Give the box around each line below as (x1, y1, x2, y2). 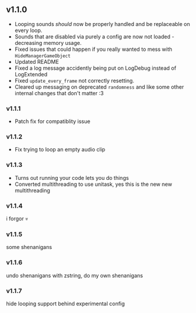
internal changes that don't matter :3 (14, 89, 104, 96)
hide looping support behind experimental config (6, 300, 125, 307)
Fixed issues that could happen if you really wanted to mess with (14, 46, 172, 53)
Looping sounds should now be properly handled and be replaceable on (14, 20, 191, 27)
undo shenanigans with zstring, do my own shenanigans (6, 272, 143, 279)
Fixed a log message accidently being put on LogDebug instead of (14, 64, 177, 72)
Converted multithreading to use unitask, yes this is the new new (14, 180, 172, 188)
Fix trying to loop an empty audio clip (14, 146, 106, 153)
